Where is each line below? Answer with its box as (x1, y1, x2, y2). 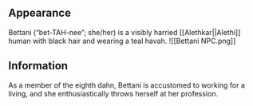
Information (8, 59, 69, 73)
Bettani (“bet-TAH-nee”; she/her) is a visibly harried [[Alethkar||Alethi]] (8, 27, 241, 37)
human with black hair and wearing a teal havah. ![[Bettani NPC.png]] (8, 36, 236, 45)
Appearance (8, 6, 72, 20)
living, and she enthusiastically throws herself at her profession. (8, 88, 218, 98)
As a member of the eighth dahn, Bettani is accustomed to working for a (8, 80, 246, 90)
